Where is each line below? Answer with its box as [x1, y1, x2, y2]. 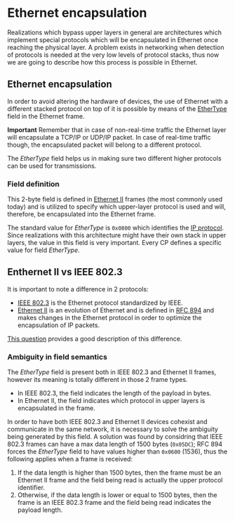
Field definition [7, 179, 60, 189]
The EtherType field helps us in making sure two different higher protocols [7, 154, 222, 162]
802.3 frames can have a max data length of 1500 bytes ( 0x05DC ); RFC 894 [7, 440, 223, 449]
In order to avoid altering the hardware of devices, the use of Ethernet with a [7, 97, 228, 105]
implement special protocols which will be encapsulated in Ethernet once [7, 35, 219, 44]
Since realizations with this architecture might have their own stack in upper [7, 231, 227, 239]
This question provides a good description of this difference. [7, 334, 182, 343]
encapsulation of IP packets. [17, 321, 100, 329]
